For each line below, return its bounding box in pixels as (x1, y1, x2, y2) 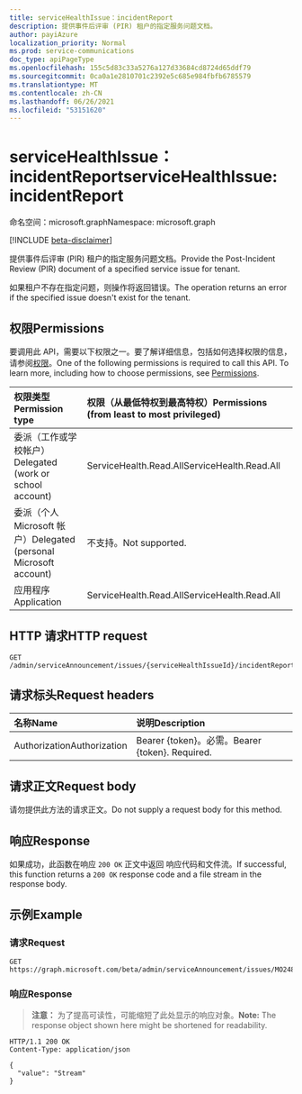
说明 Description (136, 716, 206, 729)
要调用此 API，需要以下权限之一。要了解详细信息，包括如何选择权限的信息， (9, 346, 292, 357)
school (13, 479, 43, 491)
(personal (13, 545, 55, 557)
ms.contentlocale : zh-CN (9, 88, 102, 97)
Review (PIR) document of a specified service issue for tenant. (9, 263, 241, 275)
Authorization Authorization (13, 739, 128, 752)
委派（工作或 (13, 431, 69, 442)
